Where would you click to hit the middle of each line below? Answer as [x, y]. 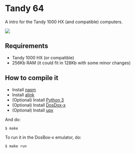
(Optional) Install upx [33, 110]
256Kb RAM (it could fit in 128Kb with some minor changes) [71, 63]
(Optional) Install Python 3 [38, 100]
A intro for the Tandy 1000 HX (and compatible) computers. [64, 22]
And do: [13, 119]
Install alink [23, 95]
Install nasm [24, 89]
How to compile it [32, 78]
